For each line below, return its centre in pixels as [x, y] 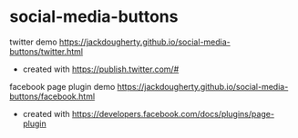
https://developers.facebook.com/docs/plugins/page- [173, 113]
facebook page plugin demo [62, 86]
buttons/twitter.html [46, 51]
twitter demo [33, 42]
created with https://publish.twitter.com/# [101, 69]
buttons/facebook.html [52, 96]
